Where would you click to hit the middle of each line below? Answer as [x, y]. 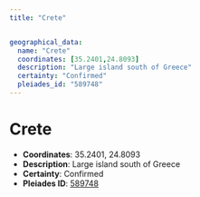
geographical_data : [46, 42]
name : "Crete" [44, 51]
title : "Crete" [38, 18]
